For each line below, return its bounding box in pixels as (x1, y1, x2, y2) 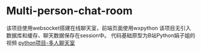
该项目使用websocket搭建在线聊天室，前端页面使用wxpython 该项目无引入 (6, 24, 191, 31)
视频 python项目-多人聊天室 (6, 39, 75, 46)
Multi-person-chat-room (6, 4, 133, 18)
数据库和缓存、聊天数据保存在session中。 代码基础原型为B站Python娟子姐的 (6, 31, 196, 39)
